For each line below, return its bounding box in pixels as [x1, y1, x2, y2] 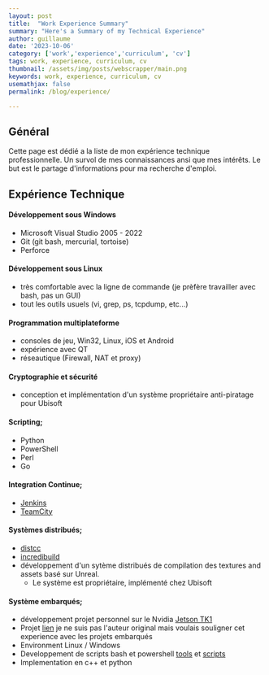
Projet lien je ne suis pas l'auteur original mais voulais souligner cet [20, 623, 245, 633]
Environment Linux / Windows [20, 640, 120, 651]
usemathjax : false [8, 80, 71, 88]
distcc [20, 543, 41, 553]
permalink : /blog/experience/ [8, 87, 111, 96]
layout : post [8, 11, 53, 20]
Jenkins [20, 498, 47, 507]
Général [8, 124, 50, 138]
